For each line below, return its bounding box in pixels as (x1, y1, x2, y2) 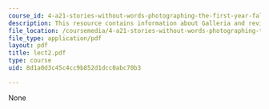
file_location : (8, 26, 59, 34)
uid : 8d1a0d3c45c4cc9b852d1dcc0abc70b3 (8, 64, 142, 72)
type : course (8, 57, 52, 65)
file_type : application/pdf (8, 34, 102, 42)
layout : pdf (8, 42, 48, 50)
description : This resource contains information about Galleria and (8, 19, 246, 27)
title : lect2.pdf (8, 49, 66, 57)
